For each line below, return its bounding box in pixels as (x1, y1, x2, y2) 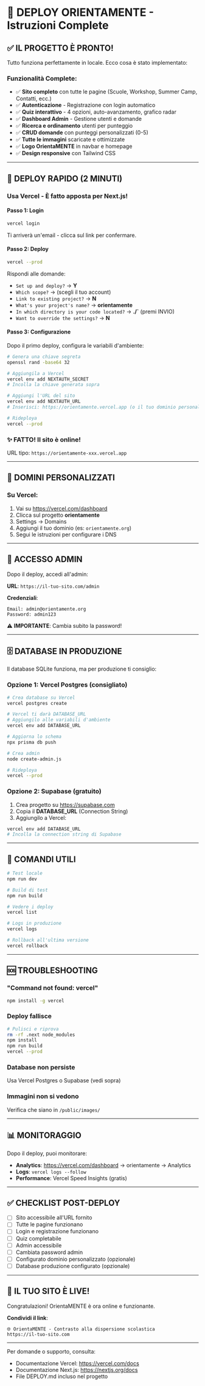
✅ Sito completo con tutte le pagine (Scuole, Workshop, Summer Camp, (15, 88, 198, 95)
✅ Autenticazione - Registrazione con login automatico (15, 101, 156, 109)
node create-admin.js (7, 756, 62, 762)
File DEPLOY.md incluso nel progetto (15, 1373, 108, 1380)
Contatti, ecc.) (15, 95, 52, 103)
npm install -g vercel (7, 998, 64, 1004)
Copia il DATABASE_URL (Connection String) (15, 808, 128, 815)
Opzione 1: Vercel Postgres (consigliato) (7, 680, 128, 689)
